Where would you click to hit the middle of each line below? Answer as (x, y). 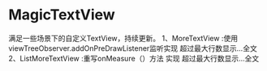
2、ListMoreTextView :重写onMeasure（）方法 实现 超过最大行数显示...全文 (134, 58)
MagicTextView (62, 15)
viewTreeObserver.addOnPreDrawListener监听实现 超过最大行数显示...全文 (133, 48)
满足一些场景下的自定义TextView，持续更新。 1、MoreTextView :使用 (123, 38)
